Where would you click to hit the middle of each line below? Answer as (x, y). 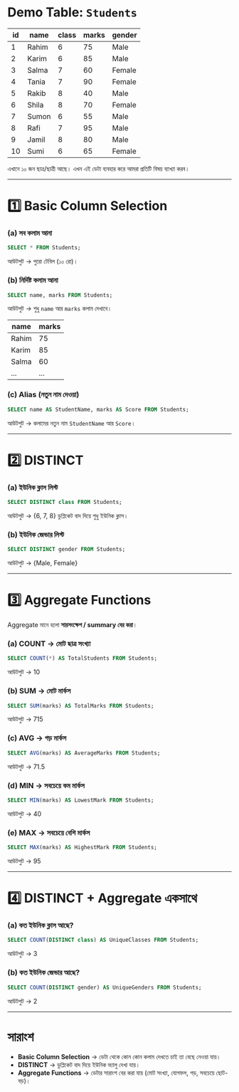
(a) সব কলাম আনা (30, 233)
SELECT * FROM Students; (44, 248)
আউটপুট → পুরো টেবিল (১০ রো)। (43, 261)
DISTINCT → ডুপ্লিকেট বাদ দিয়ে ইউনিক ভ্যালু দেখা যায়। (79, 1065)
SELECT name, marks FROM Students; (60, 295)
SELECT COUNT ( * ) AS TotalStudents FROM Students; (83, 658)
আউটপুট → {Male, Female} (43, 563)
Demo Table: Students (72, 12)
